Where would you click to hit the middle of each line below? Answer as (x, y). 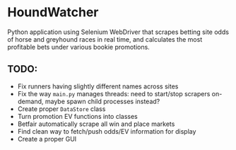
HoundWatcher (53, 12)
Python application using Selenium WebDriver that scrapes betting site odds (118, 32)
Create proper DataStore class (61, 109)
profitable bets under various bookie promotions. (78, 47)
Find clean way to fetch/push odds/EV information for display (107, 131)
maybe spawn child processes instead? (102, 101)
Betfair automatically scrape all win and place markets (96, 124)
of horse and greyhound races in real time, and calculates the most (105, 39)
